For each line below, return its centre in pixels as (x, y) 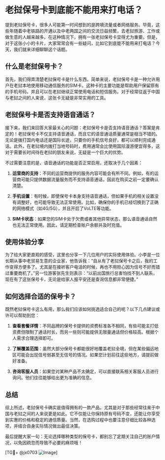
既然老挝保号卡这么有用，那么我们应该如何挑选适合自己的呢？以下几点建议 (80, 309)
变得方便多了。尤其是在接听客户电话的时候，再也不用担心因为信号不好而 (82, 267)
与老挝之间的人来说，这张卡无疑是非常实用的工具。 (57, 98)
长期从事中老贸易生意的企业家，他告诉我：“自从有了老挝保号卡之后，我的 (79, 261)
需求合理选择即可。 (36, 338)
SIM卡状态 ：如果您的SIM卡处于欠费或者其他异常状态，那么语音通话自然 (85, 219)
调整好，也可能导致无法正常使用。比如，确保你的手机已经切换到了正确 (87, 202)
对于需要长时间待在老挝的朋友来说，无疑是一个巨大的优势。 (65, 152)
